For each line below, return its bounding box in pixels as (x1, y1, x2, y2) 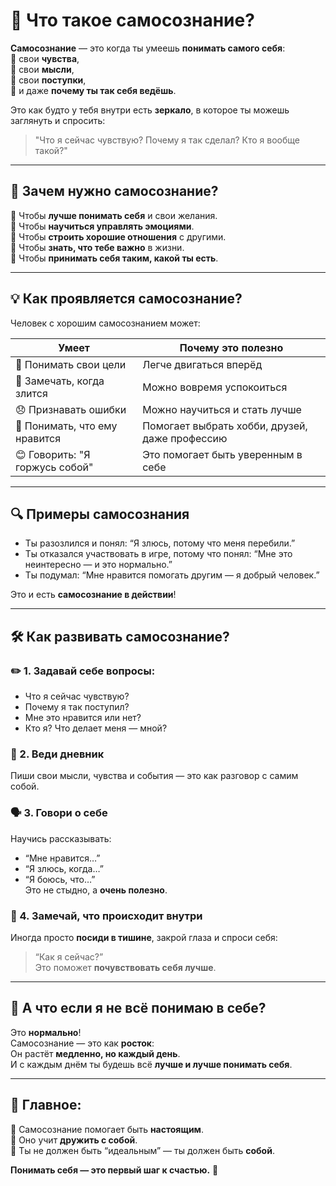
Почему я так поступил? (24, 701, 130, 713)
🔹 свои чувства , (10, 52, 80, 64)
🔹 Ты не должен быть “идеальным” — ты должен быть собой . (10, 1144, 275, 1156)
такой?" (34, 144, 68, 156)
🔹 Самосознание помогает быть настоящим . (10, 1123, 205, 1135)
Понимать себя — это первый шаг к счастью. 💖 (10, 1164, 219, 1176)
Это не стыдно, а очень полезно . (24, 884, 168, 896)
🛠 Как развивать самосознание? (10, 628, 230, 645)
